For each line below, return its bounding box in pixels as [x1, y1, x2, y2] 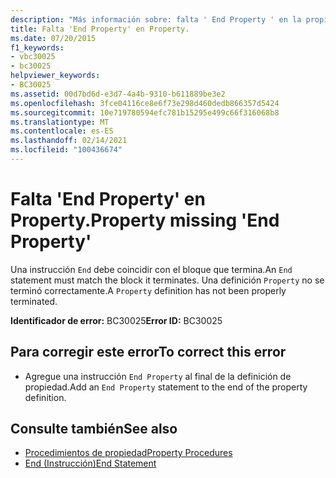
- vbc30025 [10, 52, 56, 62]
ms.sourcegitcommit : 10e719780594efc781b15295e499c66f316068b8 [10, 107, 280, 118]
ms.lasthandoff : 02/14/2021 [10, 136, 128, 146]
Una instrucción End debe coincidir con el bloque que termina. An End [10, 263, 293, 275]
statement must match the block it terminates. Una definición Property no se [10, 274, 325, 286]
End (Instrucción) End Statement [24, 457, 157, 470]
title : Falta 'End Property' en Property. [10, 24, 190, 34]
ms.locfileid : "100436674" [10, 145, 123, 155]
